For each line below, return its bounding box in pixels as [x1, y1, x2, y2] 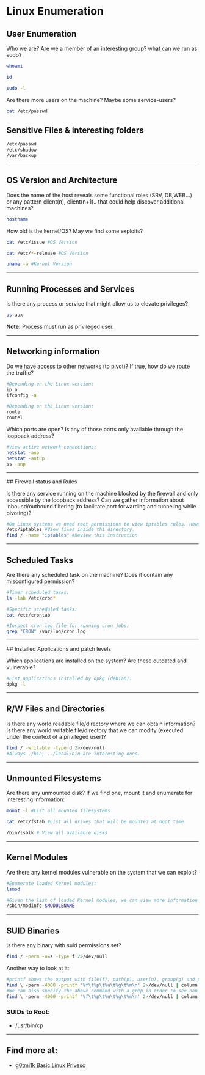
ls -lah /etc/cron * [6, 595, 56, 601]
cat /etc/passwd [6, 108, 48, 114]
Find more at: [6, 1045, 58, 1055]
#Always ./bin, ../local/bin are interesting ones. [6, 750, 140, 757]
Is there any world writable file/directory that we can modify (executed [6, 726, 184, 734]
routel [6, 414, 23, 421]
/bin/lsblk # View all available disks [6, 830, 108, 836]
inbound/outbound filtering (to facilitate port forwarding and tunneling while [6, 502, 196, 510]
